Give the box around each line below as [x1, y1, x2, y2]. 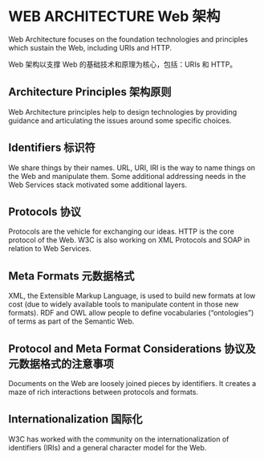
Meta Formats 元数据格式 [8, 269, 135, 283]
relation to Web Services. [8, 244, 92, 254]
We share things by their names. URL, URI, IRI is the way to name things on [8, 162, 255, 173]
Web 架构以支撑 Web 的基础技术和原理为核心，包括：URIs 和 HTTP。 [8, 59, 238, 69]
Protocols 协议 [8, 205, 82, 218]
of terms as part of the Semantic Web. [8, 316, 135, 326]
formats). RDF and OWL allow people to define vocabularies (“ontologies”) [8, 308, 254, 318]
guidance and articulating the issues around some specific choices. [8, 116, 232, 125]
